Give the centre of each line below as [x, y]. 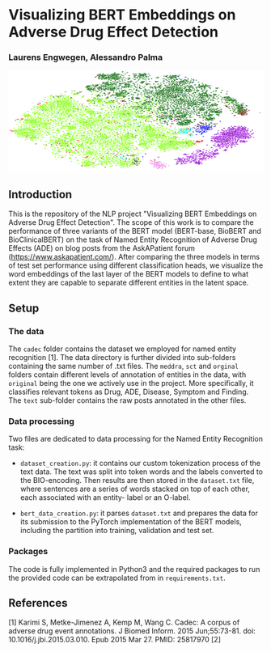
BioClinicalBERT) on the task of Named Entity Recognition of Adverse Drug [133, 239]
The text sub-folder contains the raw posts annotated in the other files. [127, 400]
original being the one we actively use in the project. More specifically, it [131, 383]
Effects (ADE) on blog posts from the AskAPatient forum [102, 248]
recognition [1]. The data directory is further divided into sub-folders [122, 357]
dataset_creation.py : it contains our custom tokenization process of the [140, 464]
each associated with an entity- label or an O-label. [105, 497]
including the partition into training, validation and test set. [117, 531]
